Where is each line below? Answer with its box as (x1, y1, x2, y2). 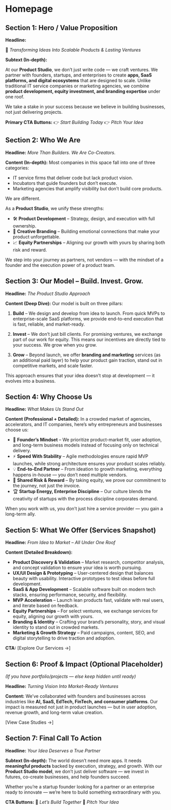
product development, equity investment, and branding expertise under (5, 88, 161, 94)
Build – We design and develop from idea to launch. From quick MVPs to (12, 310, 165, 316)
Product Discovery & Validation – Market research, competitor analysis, (12, 559, 165, 566)
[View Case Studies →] (5, 719, 54, 725)
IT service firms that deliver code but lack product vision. (12, 175, 133, 181)
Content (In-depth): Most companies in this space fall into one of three (5, 159, 156, 165)
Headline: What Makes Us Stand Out (5, 406, 84, 412)
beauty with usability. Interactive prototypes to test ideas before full (12, 575, 155, 582)
